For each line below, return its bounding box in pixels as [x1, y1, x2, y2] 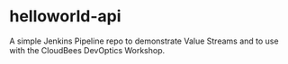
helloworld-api [9, 6, 121, 27]
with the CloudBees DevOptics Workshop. [9, 44, 166, 55]
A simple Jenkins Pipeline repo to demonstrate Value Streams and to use [9, 36, 279, 46]
